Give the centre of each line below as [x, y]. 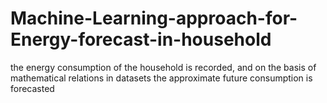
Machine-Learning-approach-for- [154, 18]
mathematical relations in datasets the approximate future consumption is [161, 78]
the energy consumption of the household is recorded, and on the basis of [163, 67]
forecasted [32, 88]
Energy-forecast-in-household [141, 39]
